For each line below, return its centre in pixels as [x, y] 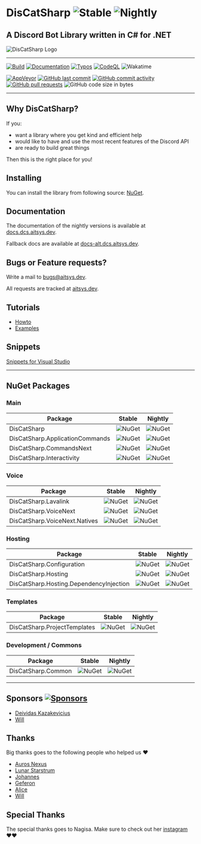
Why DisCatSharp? [42, 109]
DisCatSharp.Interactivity [44, 458]
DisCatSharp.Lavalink [39, 501]
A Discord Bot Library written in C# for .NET [89, 35]
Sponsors [25, 699]
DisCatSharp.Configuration [47, 564]
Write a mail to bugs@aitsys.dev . [46, 277]
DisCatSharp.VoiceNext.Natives [54, 521]
